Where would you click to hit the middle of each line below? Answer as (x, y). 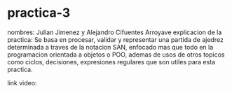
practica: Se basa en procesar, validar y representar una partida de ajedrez (116, 39)
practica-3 (39, 13)
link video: (22, 83)
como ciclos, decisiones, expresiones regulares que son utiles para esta (111, 62)
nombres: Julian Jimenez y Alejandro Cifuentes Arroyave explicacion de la (115, 32)
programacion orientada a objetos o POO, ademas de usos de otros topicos (116, 55)
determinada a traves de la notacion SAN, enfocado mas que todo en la (110, 47)
